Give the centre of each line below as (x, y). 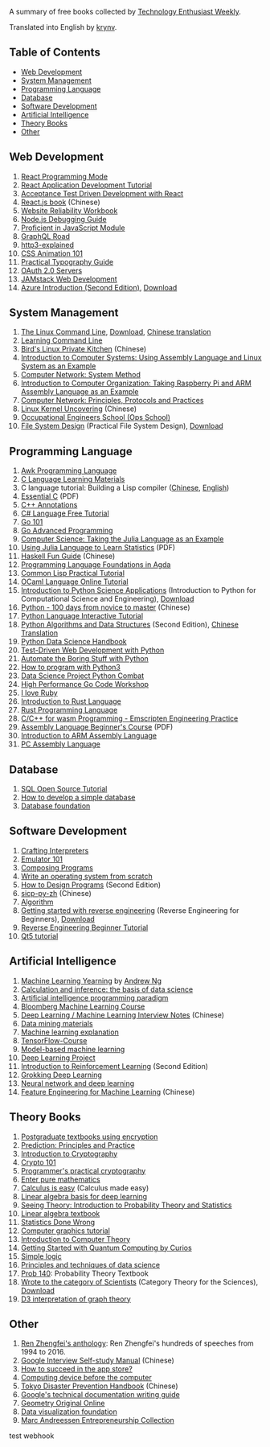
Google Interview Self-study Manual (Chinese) (98, 1361)
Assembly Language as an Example (80, 392)
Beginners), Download (57, 919)
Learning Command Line (61, 340)
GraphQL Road (45, 236)
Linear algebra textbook (60, 1213)
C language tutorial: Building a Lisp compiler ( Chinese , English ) (125, 488)
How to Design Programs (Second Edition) (91, 885)
